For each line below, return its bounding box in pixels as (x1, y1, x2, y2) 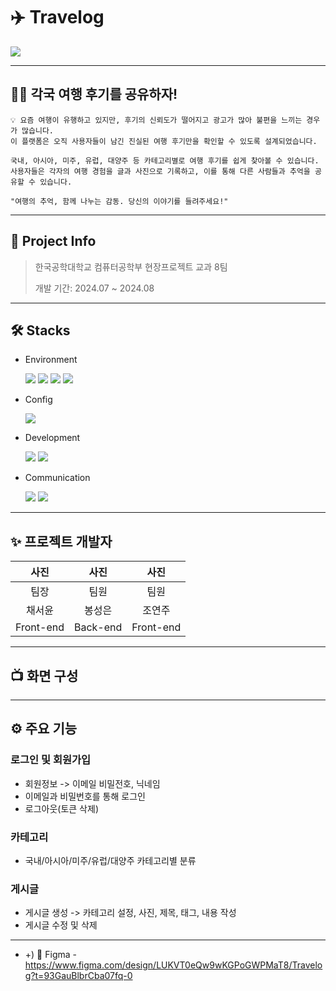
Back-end (73, 620, 123, 634)
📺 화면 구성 (10, 667, 79, 684)
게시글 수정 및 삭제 (24, 919, 98, 931)
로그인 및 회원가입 (10, 753, 92, 767)
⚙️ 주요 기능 (10, 720, 78, 738)
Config (24, 394, 53, 406)
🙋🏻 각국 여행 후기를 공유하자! (10, 86, 178, 103)
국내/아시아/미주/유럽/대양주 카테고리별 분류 (24, 854, 197, 866)
